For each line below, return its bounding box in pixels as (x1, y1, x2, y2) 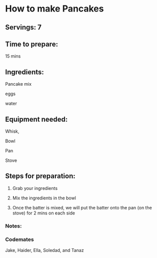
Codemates (5, 236, 34, 243)
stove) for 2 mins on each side (12, 210, 75, 216)
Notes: (5, 222, 22, 229)
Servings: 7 (5, 23, 41, 32)
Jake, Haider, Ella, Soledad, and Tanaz (5, 247, 84, 253)
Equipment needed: (5, 115, 68, 123)
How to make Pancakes (5, 3, 104, 15)
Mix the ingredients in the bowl (12, 195, 76, 201)
